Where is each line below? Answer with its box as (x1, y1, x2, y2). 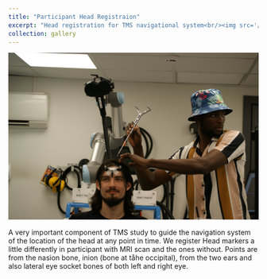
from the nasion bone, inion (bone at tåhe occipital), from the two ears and (8, 253, 253, 262)
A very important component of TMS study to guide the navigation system (8, 227, 252, 237)
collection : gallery (8, 29, 77, 37)
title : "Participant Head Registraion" (8, 13, 141, 21)
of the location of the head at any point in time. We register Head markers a (8, 235, 255, 246)
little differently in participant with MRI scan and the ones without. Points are (8, 244, 258, 254)
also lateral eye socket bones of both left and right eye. (8, 261, 188, 270)
